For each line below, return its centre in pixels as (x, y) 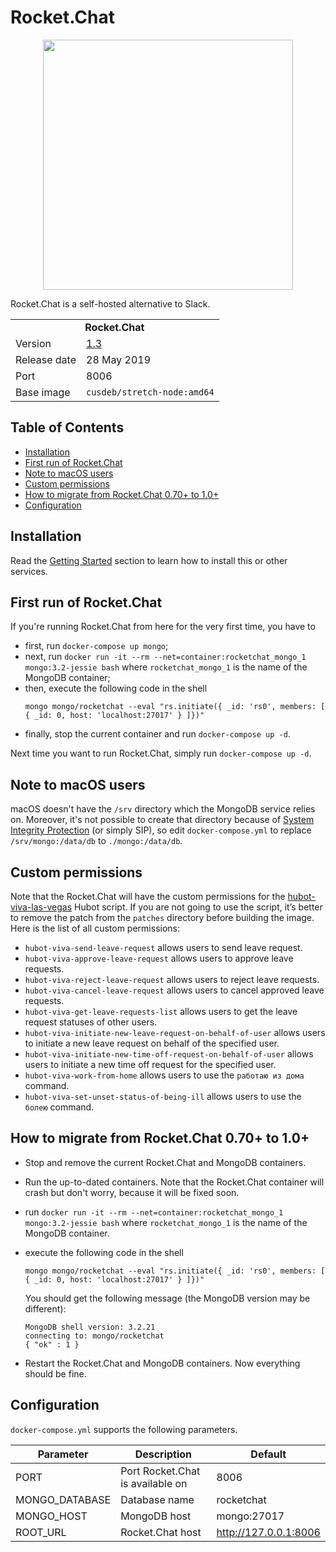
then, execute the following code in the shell (116, 688)
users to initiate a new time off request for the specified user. (150, 1064)
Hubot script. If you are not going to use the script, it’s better (198, 907)
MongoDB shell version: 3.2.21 (90, 1327)
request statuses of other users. (91, 1022)
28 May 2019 (119, 359)
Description (163, 1454)
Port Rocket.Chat (160, 1471)
